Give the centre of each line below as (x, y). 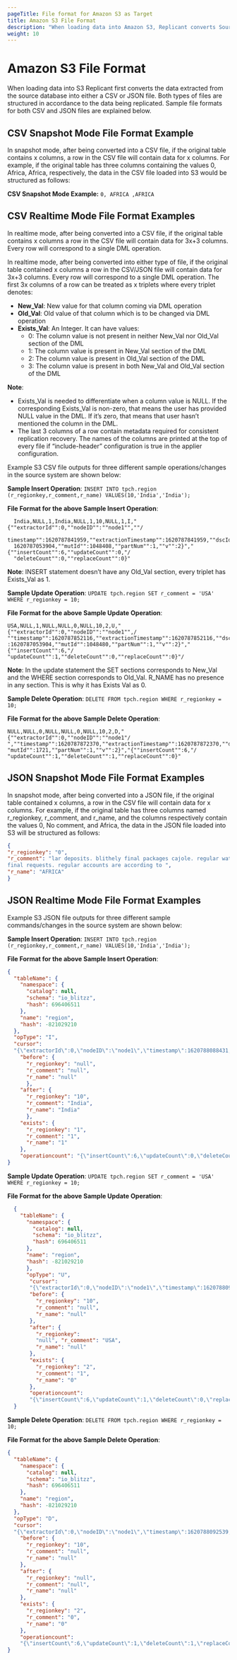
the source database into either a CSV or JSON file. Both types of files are (115, 96)
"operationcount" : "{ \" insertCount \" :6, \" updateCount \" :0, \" (111, 1156)
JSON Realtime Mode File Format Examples (104, 901)
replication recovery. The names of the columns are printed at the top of (122, 438)
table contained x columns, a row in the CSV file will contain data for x (109, 802)
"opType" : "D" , (36, 1518)
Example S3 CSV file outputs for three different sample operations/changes (117, 467)
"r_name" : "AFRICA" (36, 872)
